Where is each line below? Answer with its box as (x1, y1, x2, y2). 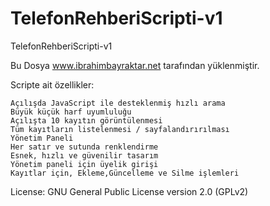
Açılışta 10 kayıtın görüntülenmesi (10, 115, 163, 126)
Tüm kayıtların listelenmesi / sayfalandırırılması (10, 124, 230, 134)
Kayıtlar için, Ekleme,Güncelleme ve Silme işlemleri (10, 168, 240, 178)
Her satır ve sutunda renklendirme (10, 142, 159, 152)
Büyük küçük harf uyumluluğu (10, 107, 132, 117)
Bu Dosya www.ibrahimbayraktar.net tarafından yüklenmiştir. (10, 59, 260, 71)
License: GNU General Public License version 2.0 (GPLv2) (10, 185, 249, 197)
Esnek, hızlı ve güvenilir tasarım (10, 150, 159, 161)
